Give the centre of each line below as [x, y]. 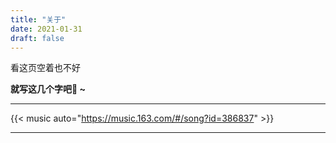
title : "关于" [38, 19]
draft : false [37, 38]
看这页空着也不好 [45, 68]
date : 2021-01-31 [46, 29]
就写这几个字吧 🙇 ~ [48, 89]
